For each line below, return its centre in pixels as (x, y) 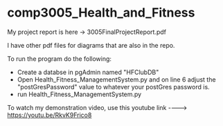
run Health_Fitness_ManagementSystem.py (79, 94)
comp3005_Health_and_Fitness (101, 13)
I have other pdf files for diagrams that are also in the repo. (91, 45)
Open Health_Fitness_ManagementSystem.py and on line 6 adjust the (116, 79)
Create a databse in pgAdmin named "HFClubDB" (88, 72)
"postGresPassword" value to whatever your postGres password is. (113, 87)
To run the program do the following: (60, 58)
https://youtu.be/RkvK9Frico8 (50, 115)
